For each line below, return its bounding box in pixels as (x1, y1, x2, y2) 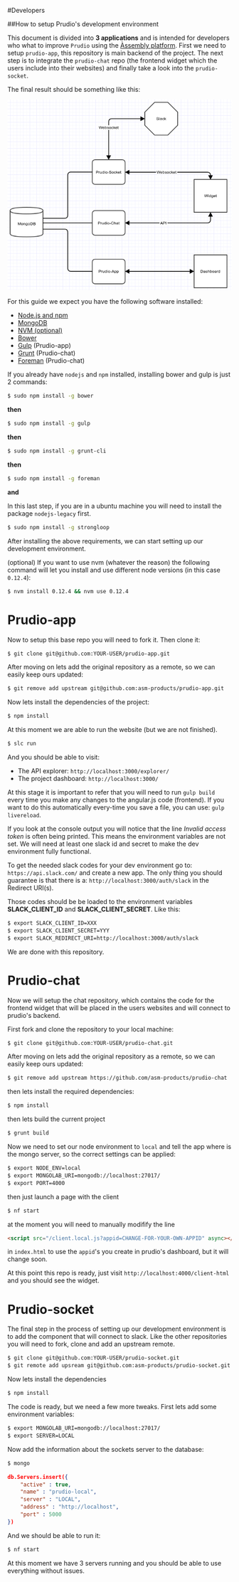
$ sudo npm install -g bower (7, 393, 94, 400)
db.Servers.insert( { (7, 1473, 69, 1480)
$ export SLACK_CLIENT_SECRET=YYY (7, 927, 110, 934)
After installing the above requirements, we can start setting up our (7, 536, 204, 545)
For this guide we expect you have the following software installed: (7, 297, 203, 306)
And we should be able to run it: (7, 1531, 101, 1539)
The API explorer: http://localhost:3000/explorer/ (17, 767, 169, 775)
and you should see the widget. (7, 1276, 100, 1285)
